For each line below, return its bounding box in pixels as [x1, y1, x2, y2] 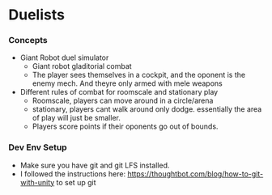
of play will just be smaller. [32, 113, 121, 123]
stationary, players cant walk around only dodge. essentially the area [32, 104, 262, 114]
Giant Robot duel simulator [19, 53, 109, 62]
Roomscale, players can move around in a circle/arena [32, 95, 214, 106]
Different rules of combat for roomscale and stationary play [19, 87, 219, 97]
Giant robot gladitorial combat [32, 61, 132, 71]
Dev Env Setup [8, 142, 67, 153]
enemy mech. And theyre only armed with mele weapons [32, 78, 223, 88]
